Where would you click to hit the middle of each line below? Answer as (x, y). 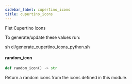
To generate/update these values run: (43, 37)
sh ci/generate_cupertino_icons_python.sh (48, 47)
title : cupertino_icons (29, 14)
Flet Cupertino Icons (25, 28)
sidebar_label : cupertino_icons (38, 9)
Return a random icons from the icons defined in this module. (66, 77)
